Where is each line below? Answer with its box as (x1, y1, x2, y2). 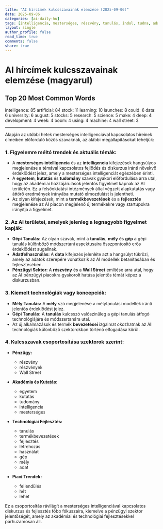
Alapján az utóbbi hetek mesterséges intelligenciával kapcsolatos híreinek (5, 131, 153, 137)
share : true (5, 43, 29, 48)
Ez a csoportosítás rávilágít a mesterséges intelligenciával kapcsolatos (5, 503, 146, 509)
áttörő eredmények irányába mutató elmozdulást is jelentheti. (12, 191, 134, 196)
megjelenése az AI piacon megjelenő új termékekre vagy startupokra (12, 201, 150, 207)
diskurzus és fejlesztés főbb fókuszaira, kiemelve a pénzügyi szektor (5, 508, 143, 514)
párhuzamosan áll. (5, 518, 42, 524)
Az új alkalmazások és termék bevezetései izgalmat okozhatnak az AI (12, 321, 152, 327)
